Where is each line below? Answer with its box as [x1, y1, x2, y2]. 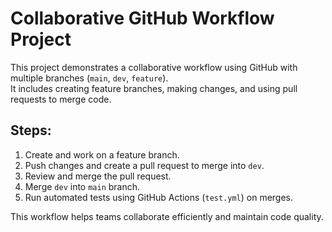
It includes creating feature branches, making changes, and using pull [10, 82, 298, 94]
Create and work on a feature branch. [24, 148, 180, 161]
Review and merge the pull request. [24, 170, 172, 182]
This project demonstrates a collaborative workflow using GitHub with [10, 61, 298, 73]
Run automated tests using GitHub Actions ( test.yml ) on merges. [24, 191, 294, 203]
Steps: [10, 122, 52, 139]
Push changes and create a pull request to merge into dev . [24, 159, 265, 171]
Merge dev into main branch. [24, 180, 141, 192]
